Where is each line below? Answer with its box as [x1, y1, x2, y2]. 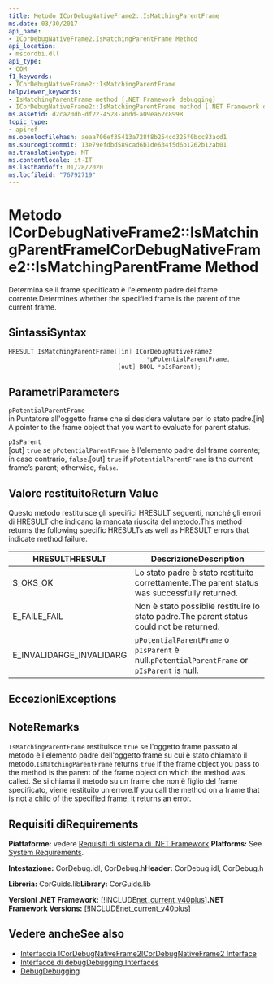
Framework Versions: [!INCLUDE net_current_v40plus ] [8, 903, 191, 913]
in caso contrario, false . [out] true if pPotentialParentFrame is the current [8, 454, 253, 464]
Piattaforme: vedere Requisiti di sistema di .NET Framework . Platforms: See [8, 839, 262, 849]
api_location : [8, 42, 57, 51]
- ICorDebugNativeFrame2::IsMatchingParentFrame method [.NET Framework [8, 103, 260, 111]
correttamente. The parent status [134, 578, 259, 588]
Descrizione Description [150, 553, 245, 564]
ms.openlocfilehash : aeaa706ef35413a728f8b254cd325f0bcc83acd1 [8, 133, 227, 141]
